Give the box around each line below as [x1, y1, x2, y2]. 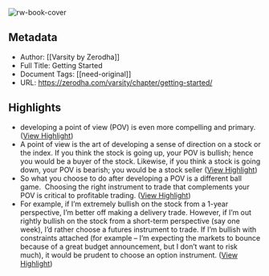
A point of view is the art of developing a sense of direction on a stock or [19, 139, 261, 148]
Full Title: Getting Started [19, 60, 103, 70]
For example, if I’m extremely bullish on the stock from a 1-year [19, 199, 229, 209]
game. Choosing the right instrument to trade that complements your [19, 181, 251, 192]
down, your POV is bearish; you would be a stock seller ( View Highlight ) [19, 164, 259, 174]
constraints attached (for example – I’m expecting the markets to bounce [19, 233, 261, 242]
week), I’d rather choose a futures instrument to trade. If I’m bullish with [19, 225, 257, 234]
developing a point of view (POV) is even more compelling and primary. [19, 122, 256, 132]
